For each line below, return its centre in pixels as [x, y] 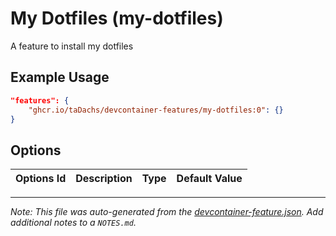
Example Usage [60, 77]
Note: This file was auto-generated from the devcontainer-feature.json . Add [167, 212]
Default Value [209, 179]
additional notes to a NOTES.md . [73, 223]
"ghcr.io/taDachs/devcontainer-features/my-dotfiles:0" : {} [156, 110]
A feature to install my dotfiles [72, 46]
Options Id [41, 179]
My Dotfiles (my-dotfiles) [117, 18]
